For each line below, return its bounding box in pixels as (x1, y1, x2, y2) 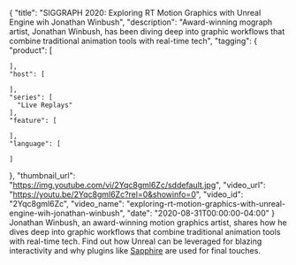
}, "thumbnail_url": (9, 170, 76, 180)
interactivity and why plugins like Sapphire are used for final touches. (9, 246, 261, 255)
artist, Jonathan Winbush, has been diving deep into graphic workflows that (9, 26, 285, 36)
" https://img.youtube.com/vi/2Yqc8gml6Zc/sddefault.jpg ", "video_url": (9, 180, 267, 190)
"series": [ (9, 93, 53, 102)
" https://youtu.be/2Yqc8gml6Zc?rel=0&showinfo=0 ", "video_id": (9, 189, 244, 200)
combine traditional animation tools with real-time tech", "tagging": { (9, 35, 258, 46)
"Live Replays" (17, 101, 73, 110)
